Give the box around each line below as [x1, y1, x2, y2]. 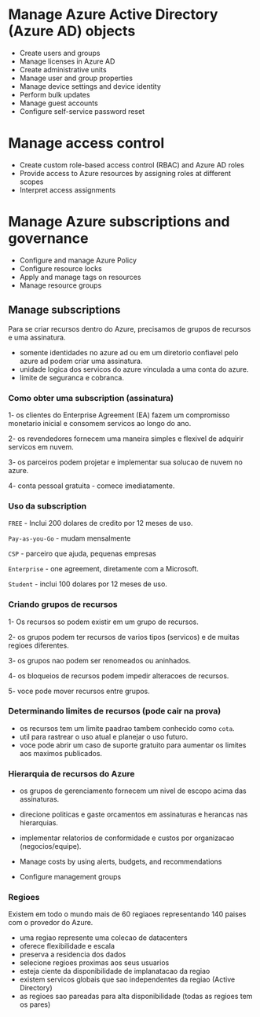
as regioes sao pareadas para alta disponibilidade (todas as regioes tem [19, 992, 253, 1001]
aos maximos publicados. [19, 748, 103, 758]
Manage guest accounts [19, 98, 98, 108]
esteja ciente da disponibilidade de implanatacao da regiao [19, 967, 211, 976]
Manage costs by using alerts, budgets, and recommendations [19, 857, 222, 866]
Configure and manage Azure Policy [19, 255, 137, 265]
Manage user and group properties [19, 73, 134, 83]
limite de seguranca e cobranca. [19, 373, 124, 382]
